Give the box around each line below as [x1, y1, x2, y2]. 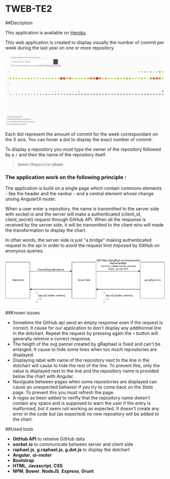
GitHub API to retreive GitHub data [12, 436, 85, 442]
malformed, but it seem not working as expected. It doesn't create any [12, 406, 159, 412]
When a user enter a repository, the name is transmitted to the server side [5, 206, 159, 212]
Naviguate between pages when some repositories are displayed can [12, 379, 157, 385]
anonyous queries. [5, 248, 44, 254]
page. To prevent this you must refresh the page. [12, 389, 115, 396]
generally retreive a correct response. [12, 336, 92, 342]
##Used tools [5, 426, 34, 432]
